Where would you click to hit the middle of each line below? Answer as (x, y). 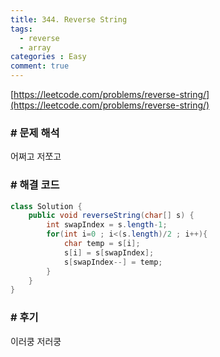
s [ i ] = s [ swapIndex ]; (109, 252)
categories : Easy (48, 57)
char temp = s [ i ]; (102, 244)
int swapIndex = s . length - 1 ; (107, 225)
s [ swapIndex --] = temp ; (113, 262)
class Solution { (46, 206)
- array (35, 47)
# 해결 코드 (35, 185)
